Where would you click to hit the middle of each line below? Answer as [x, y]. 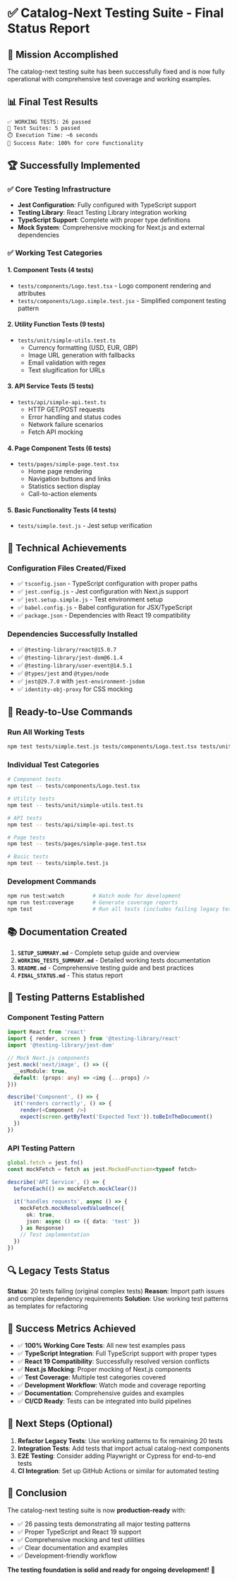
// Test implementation [55, 1235]
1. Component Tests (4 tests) [50, 270]
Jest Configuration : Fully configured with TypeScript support [107, 205]
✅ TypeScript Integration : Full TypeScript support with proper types [117, 1353]
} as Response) [42, 1228]
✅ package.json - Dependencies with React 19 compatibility [104, 616]
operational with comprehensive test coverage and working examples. [109, 79]
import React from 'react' [47, 1032]
